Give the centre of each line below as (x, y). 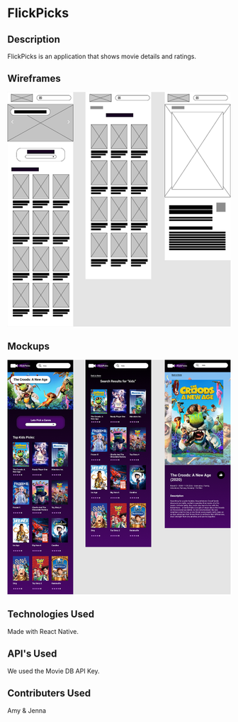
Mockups (29, 346)
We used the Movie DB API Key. (54, 671)
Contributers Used (49, 693)
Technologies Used (51, 614)
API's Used (32, 654)
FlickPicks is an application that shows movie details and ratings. (102, 56)
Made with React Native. (43, 631)
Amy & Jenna (27, 710)
